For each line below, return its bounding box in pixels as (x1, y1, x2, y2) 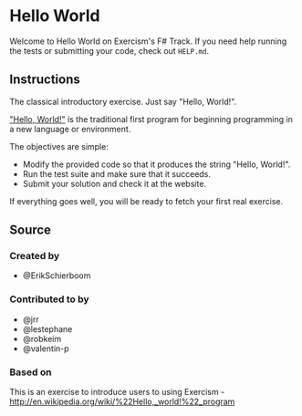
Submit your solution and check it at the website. (22, 178, 207, 189)
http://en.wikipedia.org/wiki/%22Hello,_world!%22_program (9, 396, 235, 407)
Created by (9, 250, 60, 263)
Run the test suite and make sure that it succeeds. (22, 168, 212, 179)
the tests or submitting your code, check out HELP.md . (9, 45, 210, 56)
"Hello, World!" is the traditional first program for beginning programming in (9, 113, 294, 124)
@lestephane (22, 323, 73, 334)
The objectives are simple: (9, 140, 109, 151)
